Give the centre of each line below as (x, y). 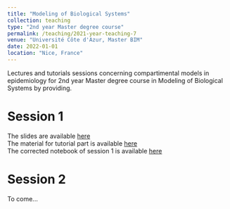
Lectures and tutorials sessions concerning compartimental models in (108, 73)
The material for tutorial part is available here (72, 143)
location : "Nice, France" (45, 53)
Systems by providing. (40, 88)
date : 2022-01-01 (33, 46)
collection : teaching (39, 20)
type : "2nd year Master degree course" (66, 27)
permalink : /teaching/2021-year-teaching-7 (72, 33)
